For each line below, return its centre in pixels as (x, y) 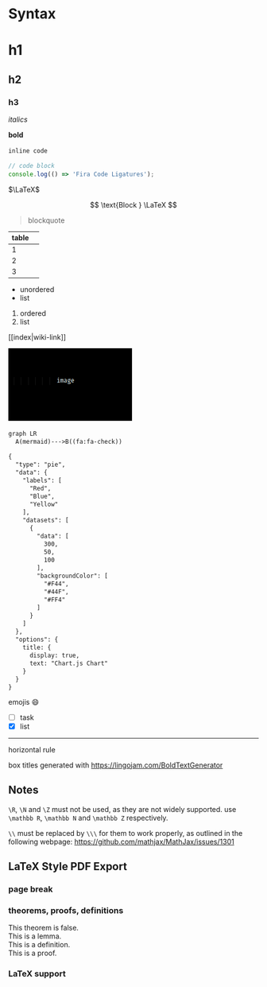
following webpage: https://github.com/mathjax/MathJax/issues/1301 (121, 841)
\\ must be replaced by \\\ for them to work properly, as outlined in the (126, 833)
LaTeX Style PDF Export (68, 867)
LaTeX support (37, 973)
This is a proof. (33, 953)
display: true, (54, 655)
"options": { (37, 639)
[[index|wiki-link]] (37, 337)
